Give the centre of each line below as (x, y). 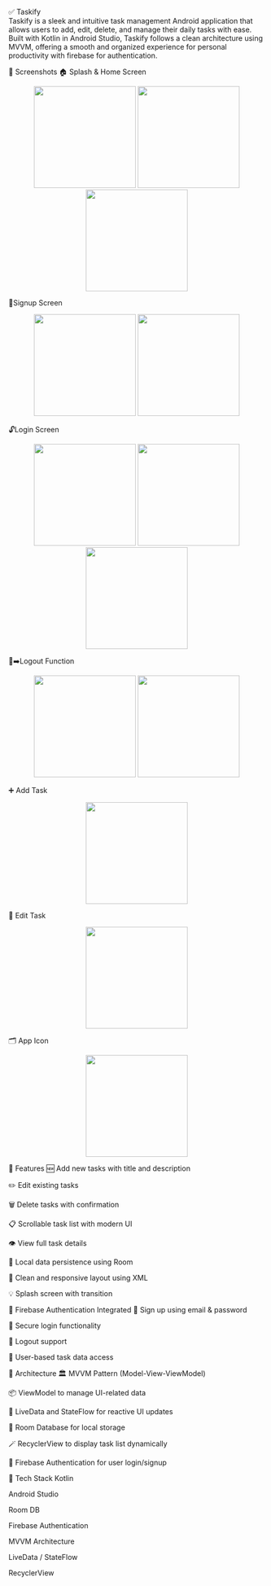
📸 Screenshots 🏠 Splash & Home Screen (77, 72)
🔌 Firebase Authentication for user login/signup (87, 1462)
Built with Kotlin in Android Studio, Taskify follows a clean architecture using (135, 38)
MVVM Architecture (42, 1541)
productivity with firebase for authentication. (83, 55)
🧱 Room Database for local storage (67, 1427)
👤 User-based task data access (61, 1357)
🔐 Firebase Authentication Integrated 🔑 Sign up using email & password (128, 1310)
